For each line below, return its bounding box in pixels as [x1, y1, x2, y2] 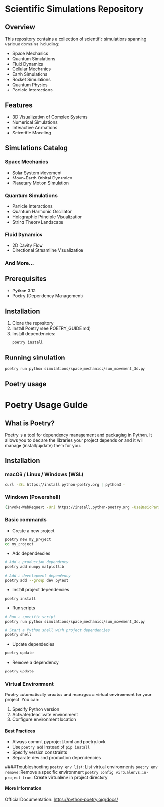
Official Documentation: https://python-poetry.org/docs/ [5, 796, 118, 802]
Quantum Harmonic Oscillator [12, 208, 72, 214]
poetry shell [5, 632, 32, 637]
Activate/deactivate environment [12, 712, 78, 717]
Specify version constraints [12, 749, 67, 755]
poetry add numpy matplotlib [5, 564, 64, 569]
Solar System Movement [12, 170, 62, 176]
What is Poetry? [5, 419, 55, 427]
